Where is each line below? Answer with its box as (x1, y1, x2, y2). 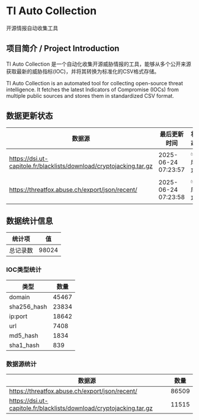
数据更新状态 (6, 111, 53, 121)
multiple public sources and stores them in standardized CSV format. (6, 92, 175, 99)
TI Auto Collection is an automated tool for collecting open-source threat (6, 79, 184, 86)
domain (9, 293, 30, 301)
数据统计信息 (6, 216, 53, 226)
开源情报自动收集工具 (6, 24, 58, 31)
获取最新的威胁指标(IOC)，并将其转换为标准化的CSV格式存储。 (6, 68, 160, 75)
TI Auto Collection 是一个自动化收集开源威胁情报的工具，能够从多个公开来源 (6, 60, 191, 68)
